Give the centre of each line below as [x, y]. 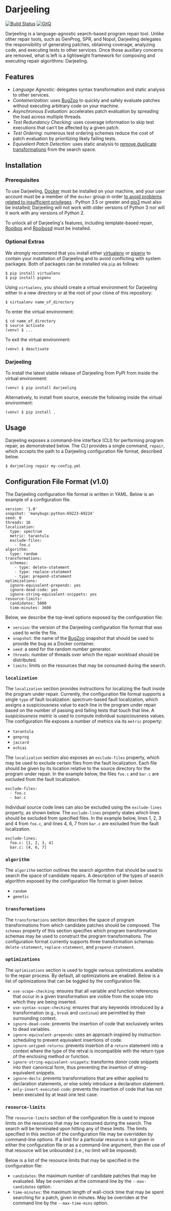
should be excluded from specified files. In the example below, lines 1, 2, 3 [83, 818]
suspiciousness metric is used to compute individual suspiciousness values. [85, 716]
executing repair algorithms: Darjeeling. [47, 61]
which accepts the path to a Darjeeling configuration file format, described [84, 451]
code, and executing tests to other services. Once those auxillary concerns [84, 50]
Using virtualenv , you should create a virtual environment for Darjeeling [81, 287]
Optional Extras [25, 242]
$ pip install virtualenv [33, 273]
